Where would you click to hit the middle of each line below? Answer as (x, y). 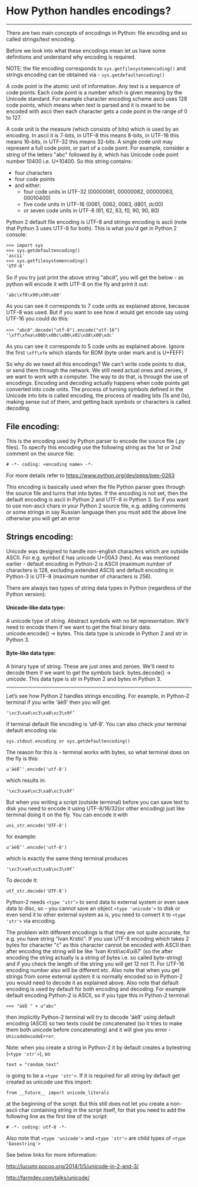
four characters (33, 172)
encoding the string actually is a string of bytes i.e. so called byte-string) (94, 957)
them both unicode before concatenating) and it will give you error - (89, 1030)
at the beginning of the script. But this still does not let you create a (88, 1104)
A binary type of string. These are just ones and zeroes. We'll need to (90, 666)
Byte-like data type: (31, 653)
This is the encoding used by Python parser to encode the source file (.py (95, 441)
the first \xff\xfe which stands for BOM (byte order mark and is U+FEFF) (95, 352)
